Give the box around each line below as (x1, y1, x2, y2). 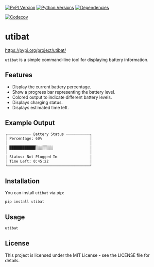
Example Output (5, 119, 55, 127)
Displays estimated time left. (12, 104, 69, 110)
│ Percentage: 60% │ (5, 136, 92, 141)
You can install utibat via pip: (5, 190, 65, 196)
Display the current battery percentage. (12, 83, 91, 90)
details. (5, 257, 20, 263)
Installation (5, 177, 40, 185)
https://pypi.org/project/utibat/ (5, 47, 67, 53)
